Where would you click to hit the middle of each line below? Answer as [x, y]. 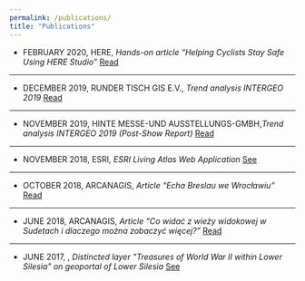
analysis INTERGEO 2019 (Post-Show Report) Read [118, 133]
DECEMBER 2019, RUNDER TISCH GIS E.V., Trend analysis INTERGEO [153, 88]
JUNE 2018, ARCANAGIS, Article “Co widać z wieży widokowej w [144, 221]
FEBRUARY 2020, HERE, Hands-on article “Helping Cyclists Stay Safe [153, 52]
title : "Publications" [52, 26]
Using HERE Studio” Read [71, 62]
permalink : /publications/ [60, 18]
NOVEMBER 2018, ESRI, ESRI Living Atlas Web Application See [139, 159]
